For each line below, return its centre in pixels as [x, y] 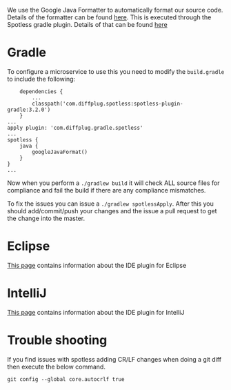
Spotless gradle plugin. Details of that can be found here [87, 25]
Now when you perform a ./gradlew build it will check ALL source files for [113, 183]
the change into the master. [46, 218]
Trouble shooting [57, 340]
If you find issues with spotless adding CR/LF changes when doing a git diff [114, 359]
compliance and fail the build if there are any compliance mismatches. [107, 190]
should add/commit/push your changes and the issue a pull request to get [112, 211]
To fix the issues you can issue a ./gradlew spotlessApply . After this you [110, 204]
